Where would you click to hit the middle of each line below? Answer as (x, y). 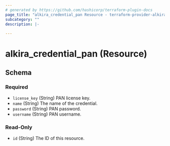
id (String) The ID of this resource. (49, 138)
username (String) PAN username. (47, 114)
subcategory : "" (22, 19)
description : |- (22, 24)
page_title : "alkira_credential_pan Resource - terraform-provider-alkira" (87, 15)
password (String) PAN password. (47, 109)
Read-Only (19, 127)
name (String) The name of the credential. (55, 103)
